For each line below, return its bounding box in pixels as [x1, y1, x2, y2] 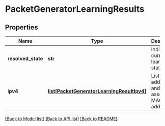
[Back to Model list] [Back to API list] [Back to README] [5, 116, 118, 122]
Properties [5, 23, 38, 31]
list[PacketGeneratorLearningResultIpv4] [48, 88, 146, 94]
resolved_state [7, 55, 43, 62]
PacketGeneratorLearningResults [5, 3, 145, 15]
